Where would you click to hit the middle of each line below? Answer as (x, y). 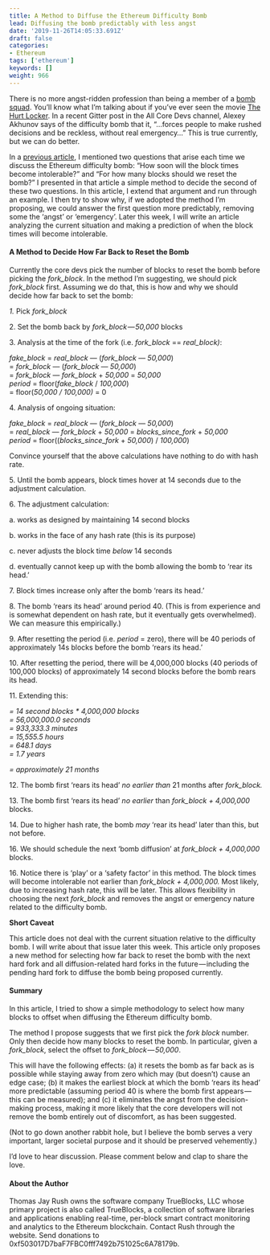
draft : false (31, 38)
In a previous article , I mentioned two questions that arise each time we (127, 157)
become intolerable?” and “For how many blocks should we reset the (123, 174)
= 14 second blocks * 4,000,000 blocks (74, 711)
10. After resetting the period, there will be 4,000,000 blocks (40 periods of (133, 662)
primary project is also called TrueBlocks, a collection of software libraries (132, 1210)
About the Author (39, 1183)
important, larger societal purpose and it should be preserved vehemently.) (133, 1141)
